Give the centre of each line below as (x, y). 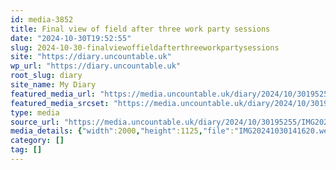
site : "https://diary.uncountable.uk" (91, 57)
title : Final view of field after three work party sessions (140, 29)
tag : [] (26, 150)
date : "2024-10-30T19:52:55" (71, 38)
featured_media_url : (53, 94)
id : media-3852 (42, 19)
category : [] (37, 141)
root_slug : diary (46, 76)
